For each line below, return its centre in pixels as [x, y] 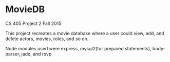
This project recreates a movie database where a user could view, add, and [85, 33]
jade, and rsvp [36, 54]
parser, [13, 54]
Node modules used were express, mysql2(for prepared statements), [78, 48]
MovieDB [25, 9]
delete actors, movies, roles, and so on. [47, 39]
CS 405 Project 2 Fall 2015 [33, 23]
